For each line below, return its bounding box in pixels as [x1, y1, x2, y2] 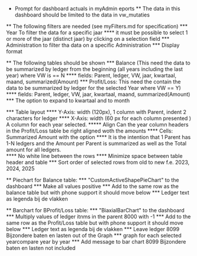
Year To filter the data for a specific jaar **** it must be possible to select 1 [6, 29, 188, 36]
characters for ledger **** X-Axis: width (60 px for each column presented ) [6, 115, 191, 122]
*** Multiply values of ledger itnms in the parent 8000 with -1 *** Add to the [6, 213, 191, 220]
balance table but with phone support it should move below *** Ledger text [6, 189, 189, 196]
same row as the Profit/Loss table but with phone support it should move [6, 219, 183, 226]
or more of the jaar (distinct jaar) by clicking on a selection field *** [6, 35, 170, 42]
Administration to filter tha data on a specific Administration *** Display [6, 41, 180, 48]
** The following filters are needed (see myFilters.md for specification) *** [6, 23, 188, 30]
